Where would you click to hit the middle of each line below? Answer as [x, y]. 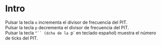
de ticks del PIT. [22, 38]
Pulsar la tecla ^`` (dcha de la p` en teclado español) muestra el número [81, 33]
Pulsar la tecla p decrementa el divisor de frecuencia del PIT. [67, 27]
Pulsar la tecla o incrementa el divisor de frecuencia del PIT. [66, 22]
